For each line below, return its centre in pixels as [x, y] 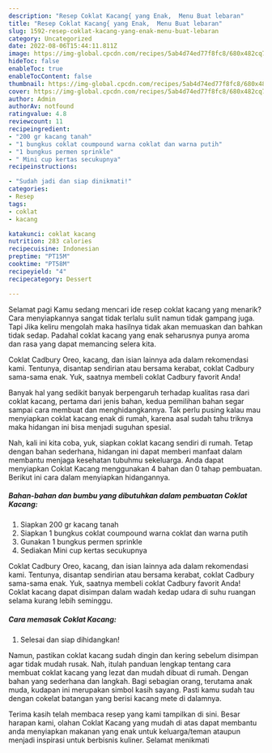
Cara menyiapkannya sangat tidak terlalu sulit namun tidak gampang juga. [132, 318]
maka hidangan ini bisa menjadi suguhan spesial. [90, 427]
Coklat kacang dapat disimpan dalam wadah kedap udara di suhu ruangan [132, 592]
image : [19, 54]
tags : [17, 204]
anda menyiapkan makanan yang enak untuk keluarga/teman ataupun [125, 732]
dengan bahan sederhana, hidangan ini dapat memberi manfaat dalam [125, 451]
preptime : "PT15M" [39, 256]
